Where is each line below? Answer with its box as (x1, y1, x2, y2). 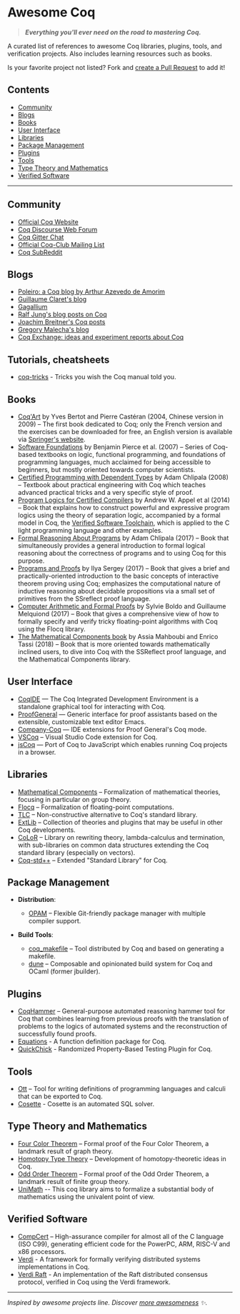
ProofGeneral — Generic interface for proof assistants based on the (17, 710, 218, 718)
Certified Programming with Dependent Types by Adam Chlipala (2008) (17, 473, 229, 481)
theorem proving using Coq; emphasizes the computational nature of (17, 579, 221, 588)
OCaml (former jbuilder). (28, 967, 101, 976)
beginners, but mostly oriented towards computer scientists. (17, 466, 196, 473)
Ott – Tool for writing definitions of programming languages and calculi (17, 1085, 226, 1093)
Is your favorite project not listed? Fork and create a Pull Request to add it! (7, 63, 226, 71)
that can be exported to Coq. (17, 1092, 103, 1100)
